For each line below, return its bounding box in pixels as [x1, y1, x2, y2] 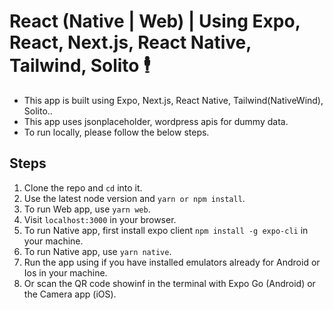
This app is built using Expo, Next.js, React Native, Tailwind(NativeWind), [23, 94, 324, 106]
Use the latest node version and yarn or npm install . [23, 192, 246, 204]
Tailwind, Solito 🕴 [9, 55, 151, 77]
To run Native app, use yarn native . [23, 245, 172, 257]
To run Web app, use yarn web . [23, 203, 151, 215]
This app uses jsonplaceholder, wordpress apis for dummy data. [23, 115, 289, 127]
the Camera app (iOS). [23, 288, 117, 300]
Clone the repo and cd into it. [23, 181, 143, 194]
